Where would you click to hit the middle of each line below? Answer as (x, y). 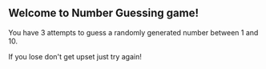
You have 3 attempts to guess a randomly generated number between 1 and (133, 32)
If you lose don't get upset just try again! (75, 56)
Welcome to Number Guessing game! (103, 13)
